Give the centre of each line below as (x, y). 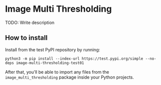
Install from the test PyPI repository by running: (53, 49)
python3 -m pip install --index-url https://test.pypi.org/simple (74, 59)
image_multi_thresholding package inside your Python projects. (70, 77)
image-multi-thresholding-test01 (50, 63)
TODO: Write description (30, 22)
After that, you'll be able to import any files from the (57, 72)
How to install (26, 38)
